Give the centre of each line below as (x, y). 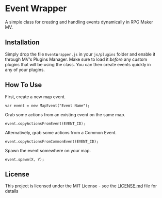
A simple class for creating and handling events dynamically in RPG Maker (79, 22)
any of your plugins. (25, 70)
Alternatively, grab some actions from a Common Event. (61, 132)
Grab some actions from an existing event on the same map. (65, 114)
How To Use (24, 85)
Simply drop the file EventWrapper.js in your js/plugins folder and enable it (80, 54)
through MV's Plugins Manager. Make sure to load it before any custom (76, 59)
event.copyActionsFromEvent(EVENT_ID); (45, 124)
